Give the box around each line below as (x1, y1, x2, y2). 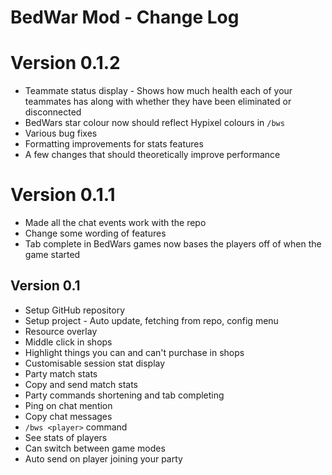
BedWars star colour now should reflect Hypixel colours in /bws (24, 117, 285, 129)
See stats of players (24, 431, 108, 443)
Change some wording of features (24, 227, 167, 240)
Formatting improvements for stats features (24, 138, 204, 150)
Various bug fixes (24, 127, 98, 140)
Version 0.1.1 (10, 184, 116, 206)
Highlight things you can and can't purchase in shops (24, 346, 245, 358)
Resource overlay (24, 325, 98, 337)
